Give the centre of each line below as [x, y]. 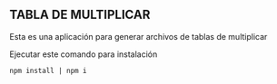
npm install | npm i [49, 70]
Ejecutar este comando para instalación [84, 54]
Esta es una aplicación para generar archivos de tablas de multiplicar [138, 36]
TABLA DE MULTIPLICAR [80, 15]
